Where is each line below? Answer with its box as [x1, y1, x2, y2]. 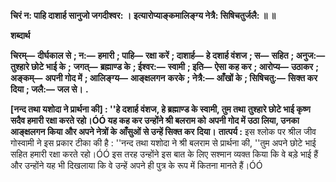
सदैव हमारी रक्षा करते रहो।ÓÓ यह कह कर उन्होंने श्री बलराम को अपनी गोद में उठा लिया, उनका [10, 115, 300, 126]
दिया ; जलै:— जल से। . [10, 83, 89, 95]
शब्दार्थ [10, 30, 31, 41]
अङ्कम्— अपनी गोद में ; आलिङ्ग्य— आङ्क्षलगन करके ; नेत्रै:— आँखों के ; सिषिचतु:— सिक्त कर [10, 72, 318, 84]
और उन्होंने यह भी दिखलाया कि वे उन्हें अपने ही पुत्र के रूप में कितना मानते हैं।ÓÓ [10, 160, 263, 171]
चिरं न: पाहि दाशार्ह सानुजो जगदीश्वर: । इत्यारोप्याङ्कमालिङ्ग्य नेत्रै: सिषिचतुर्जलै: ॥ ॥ [10, 10, 276, 21]
